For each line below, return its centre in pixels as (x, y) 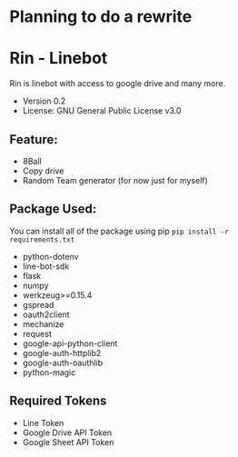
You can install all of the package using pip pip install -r (119, 231)
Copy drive (43, 171)
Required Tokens (58, 401)
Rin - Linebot (59, 59)
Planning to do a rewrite (101, 17)
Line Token (43, 422)
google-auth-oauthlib (63, 363)
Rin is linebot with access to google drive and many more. (118, 84)
